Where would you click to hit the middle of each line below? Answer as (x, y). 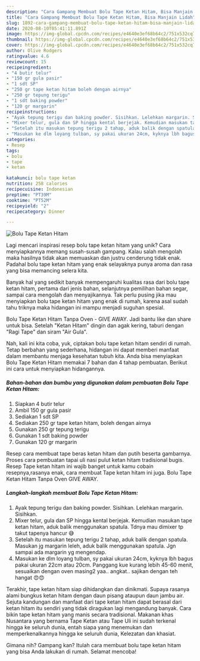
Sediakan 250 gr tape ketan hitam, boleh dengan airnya (83, 423)
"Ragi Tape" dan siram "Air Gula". (47, 332)
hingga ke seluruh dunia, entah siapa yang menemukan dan (79, 628)
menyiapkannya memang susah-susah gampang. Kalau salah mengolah (94, 252)
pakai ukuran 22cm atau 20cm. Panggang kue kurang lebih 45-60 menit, (104, 565)
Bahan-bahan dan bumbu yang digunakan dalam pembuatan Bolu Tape (97, 382)
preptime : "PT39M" (29, 195)
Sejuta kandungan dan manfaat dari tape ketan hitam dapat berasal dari (94, 602)
